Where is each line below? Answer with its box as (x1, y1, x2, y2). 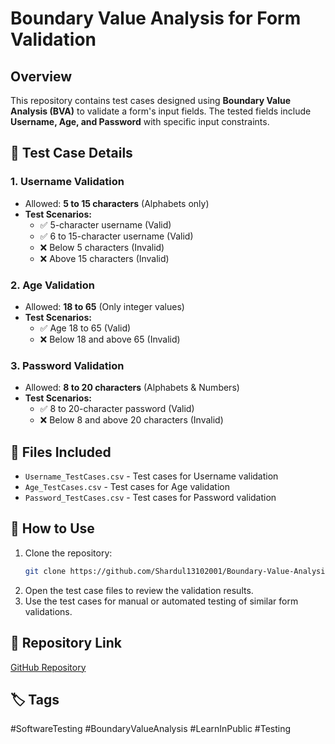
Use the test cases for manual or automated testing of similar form (24, 595, 299, 607)
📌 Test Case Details (10, 145, 133, 162)
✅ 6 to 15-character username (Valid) (39, 230, 194, 242)
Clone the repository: (24, 547, 113, 559)
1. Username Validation (10, 175, 125, 189)
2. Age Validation (10, 278, 95, 292)
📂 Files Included (10, 443, 112, 461)
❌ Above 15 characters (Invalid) (39, 252, 170, 264)
